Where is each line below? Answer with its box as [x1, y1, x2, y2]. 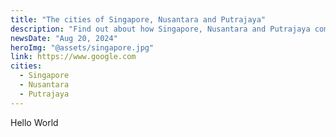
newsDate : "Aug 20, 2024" [10, 33, 118, 43]
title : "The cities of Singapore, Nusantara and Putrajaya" [10, 14, 267, 25]
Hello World [10, 116, 59, 128]
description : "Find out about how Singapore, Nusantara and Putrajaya [10, 24, 311, 34]
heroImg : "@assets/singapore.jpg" [10, 42, 155, 53]
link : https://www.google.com [10, 52, 137, 62]
